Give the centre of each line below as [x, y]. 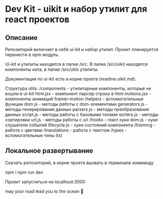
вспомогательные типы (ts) [34, 135]
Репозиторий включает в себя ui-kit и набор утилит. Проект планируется [82, 49]
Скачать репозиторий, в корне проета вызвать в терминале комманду [79, 163]
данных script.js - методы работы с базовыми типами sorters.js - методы [82, 114]
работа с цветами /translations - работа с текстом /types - [66, 130]
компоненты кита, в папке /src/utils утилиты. [52, 69]
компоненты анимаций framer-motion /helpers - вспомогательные [74, 99]
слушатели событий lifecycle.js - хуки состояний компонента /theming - [80, 125]
